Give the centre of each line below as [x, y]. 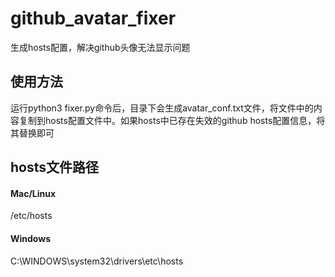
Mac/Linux [33, 193]
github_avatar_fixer [93, 18]
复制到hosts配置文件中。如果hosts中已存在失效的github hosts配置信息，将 [172, 120]
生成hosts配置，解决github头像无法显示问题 [100, 47]
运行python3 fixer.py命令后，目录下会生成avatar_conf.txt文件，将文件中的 [162, 108]
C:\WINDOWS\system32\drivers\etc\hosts [97, 261]
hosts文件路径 [55, 167]
